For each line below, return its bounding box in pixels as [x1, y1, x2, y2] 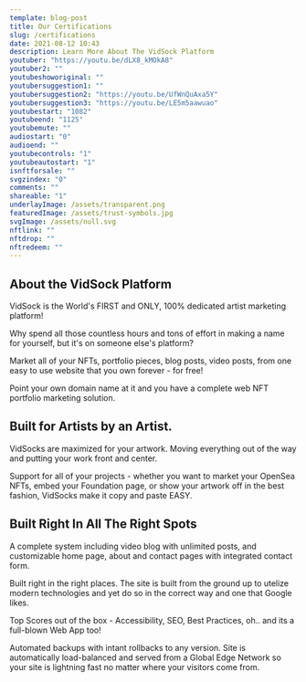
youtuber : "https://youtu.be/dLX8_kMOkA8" [9, 56, 174, 65]
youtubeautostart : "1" [9, 157, 96, 167]
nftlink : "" [9, 226, 55, 235]
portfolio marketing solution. [9, 393, 116, 404]
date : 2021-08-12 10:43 [9, 38, 100, 48]
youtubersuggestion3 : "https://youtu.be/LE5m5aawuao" [9, 98, 219, 108]
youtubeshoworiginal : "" [9, 73, 104, 82]
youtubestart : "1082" [9, 107, 92, 116]
